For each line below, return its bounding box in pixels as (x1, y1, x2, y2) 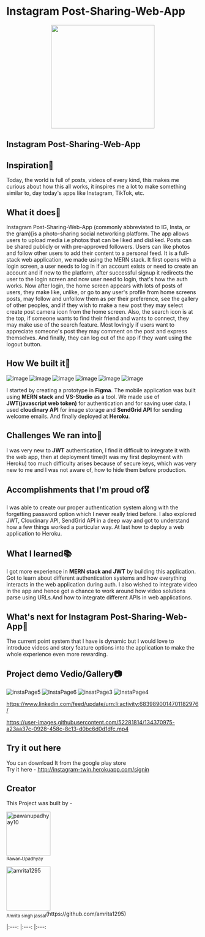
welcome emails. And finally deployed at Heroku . (6, 412, 130, 420)
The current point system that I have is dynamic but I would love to (6, 637, 174, 645)
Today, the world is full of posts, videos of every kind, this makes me (6, 176, 179, 184)
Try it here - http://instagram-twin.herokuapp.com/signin (6, 765, 150, 773)
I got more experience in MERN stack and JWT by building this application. (6, 568, 196, 575)
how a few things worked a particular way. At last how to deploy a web (6, 523, 185, 531)
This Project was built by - (6, 800, 73, 807)
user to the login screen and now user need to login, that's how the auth (6, 275, 188, 283)
